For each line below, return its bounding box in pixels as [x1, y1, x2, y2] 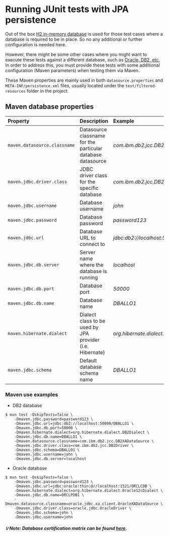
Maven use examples [5, 391, 58, 398]
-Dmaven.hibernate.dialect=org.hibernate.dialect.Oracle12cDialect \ [14, 488, 163, 493]
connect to [79, 240, 106, 247]
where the [79, 261, 104, 268]
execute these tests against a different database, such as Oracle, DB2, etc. [5, 56, 160, 62]
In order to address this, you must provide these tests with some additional [5, 62, 160, 68]
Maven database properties [5, 102, 94, 111]
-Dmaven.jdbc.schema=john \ [14, 510, 73, 515]
